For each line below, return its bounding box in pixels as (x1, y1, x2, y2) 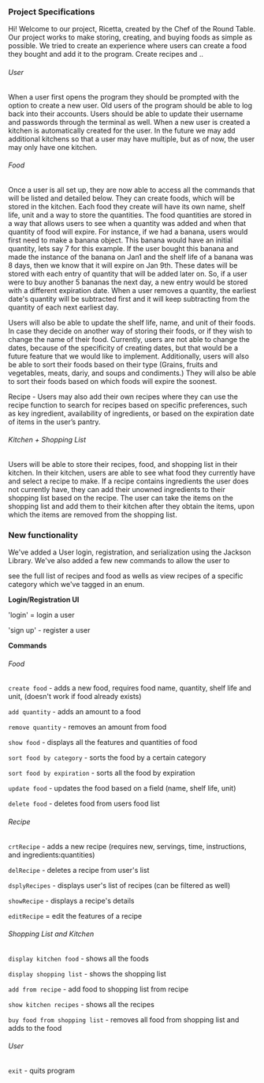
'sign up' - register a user (8, 626, 91, 635)
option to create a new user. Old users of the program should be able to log (8, 100, 253, 110)
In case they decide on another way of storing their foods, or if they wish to (8, 326, 253, 336)
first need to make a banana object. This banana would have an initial (8, 235, 233, 245)
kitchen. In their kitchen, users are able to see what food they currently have (8, 468, 256, 477)
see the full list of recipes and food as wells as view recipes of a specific (8, 571, 244, 581)
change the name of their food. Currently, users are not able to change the (8, 334, 250, 344)
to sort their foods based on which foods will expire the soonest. (8, 376, 218, 385)
